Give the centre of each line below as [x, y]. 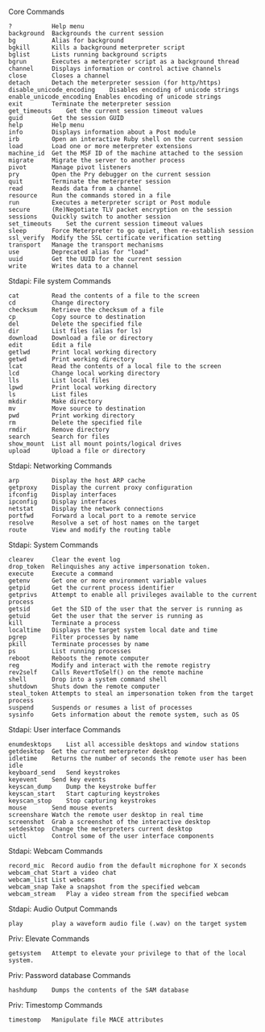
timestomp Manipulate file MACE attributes [86, 1020]
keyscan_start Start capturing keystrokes [84, 794]
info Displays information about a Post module [102, 132]
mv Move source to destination [77, 408]
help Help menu [46, 125]
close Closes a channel [59, 76]
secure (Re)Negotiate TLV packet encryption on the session [120, 209]
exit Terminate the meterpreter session [90, 104]
